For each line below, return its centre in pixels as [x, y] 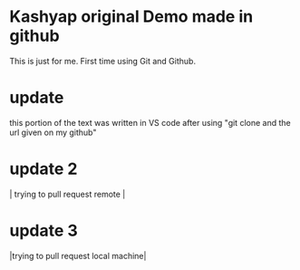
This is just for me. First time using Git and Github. [103, 61]
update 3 [44, 231]
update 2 [44, 169]
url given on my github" [53, 132]
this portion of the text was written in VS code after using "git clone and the [150, 122]
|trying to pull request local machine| [78, 256]
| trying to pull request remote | [68, 194]
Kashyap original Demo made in [131, 17]
